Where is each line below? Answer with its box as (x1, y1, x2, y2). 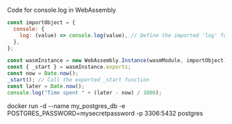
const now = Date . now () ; (7, 70, 79, 77)
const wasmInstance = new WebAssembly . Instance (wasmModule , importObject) (7, 57, 227, 64)
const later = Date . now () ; (7, 83, 85, 90)
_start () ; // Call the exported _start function (7, 76, 150, 83)
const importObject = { (7, 19, 76, 26)
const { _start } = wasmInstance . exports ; (7, 63, 131, 71)
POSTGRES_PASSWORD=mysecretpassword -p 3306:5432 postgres (7, 109, 204, 117)
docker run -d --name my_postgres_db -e (7, 101, 126, 110)
